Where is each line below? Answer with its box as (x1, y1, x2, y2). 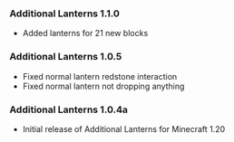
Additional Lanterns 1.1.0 (9, 7, 120, 20)
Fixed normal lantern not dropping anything (22, 80, 185, 91)
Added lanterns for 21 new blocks (22, 28, 149, 39)
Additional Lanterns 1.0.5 (9, 51, 122, 63)
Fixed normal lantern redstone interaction (22, 71, 178, 81)
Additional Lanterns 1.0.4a (9, 103, 129, 116)
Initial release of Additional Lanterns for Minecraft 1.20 (22, 123, 226, 134)
